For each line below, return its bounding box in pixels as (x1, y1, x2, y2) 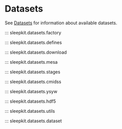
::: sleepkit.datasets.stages (5, 69, 60, 75)
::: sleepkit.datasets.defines (5, 39, 62, 46)
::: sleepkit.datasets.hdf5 (5, 98, 56, 104)
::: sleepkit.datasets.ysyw (5, 88, 57, 94)
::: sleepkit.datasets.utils (5, 108, 55, 114)
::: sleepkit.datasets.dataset (5, 117, 62, 124)
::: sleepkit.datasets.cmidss (5, 78, 62, 84)
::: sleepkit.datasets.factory (5, 29, 62, 35)
